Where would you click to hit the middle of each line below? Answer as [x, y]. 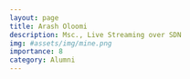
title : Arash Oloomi [49, 26]
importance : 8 [37, 52]
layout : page [34, 18]
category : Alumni [42, 60]
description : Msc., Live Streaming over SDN [95, 35]
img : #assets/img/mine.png [61, 43]
